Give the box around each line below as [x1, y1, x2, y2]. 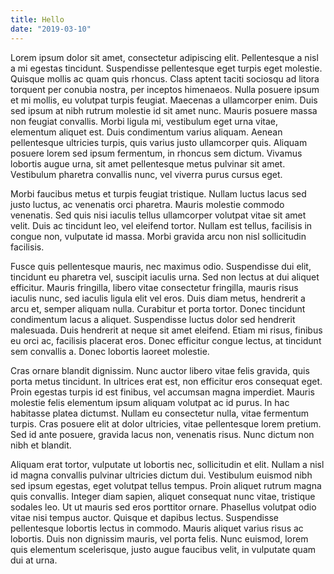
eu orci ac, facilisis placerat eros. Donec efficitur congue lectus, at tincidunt [10, 334, 322, 346]
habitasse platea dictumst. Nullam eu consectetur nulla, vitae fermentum [10, 407, 310, 419]
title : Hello [10, 14, 65, 25]
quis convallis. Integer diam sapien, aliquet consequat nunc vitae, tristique [10, 490, 316, 502]
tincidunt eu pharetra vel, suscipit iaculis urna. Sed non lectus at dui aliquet [10, 271, 320, 283]
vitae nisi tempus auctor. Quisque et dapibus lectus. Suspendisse [10, 511, 279, 523]
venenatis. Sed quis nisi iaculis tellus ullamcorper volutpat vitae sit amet [10, 209, 307, 221]
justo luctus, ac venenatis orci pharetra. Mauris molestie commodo [10, 198, 285, 210]
